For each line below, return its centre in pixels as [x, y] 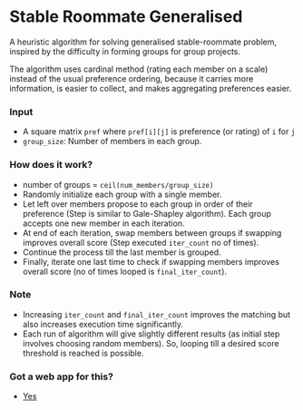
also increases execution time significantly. [103, 324]
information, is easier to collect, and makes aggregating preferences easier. [151, 88]
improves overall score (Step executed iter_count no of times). [141, 242]
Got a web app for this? [61, 376]
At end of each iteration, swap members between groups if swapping [152, 232]
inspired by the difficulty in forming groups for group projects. [125, 51]
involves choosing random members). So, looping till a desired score [151, 343]
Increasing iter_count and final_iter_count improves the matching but [156, 314]
